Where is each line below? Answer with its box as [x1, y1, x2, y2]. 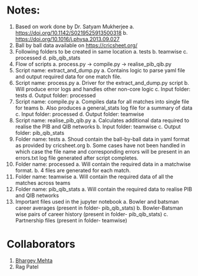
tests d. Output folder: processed [15, 92, 96, 99]
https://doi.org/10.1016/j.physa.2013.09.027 [15, 35, 120, 42]
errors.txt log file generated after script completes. [15, 154, 138, 161]
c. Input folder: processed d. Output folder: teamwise [15, 110, 144, 118]
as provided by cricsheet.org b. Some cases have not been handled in [15, 142, 186, 149]
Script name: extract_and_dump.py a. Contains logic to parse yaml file [15, 66, 185, 74]
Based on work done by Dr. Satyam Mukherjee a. [15, 23, 134, 30]
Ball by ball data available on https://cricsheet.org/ [15, 42, 138, 49]
